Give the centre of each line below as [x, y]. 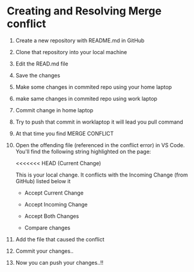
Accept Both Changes [52, 216]
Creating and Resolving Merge [84, 11]
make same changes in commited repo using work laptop [86, 98]
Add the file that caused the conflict [60, 239]
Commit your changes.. [44, 251]
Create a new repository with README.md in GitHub [80, 40]
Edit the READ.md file [42, 64]
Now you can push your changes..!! [59, 262]
